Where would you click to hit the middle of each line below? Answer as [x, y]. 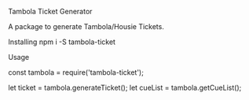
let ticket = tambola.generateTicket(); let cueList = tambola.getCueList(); [125, 87]
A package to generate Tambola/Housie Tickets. [86, 26]
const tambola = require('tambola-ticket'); [76, 72]
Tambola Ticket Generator [50, 11]
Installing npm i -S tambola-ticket [62, 42]
